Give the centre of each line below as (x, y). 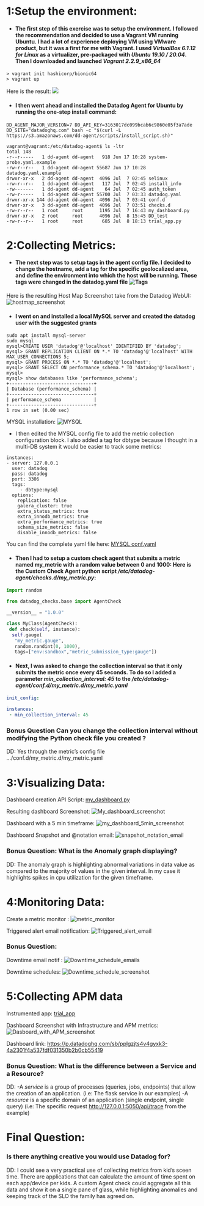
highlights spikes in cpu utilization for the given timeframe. (80, 877)
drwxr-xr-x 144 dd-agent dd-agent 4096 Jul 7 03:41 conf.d (86, 200)
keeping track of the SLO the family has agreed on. (70, 1196)
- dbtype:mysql (39, 490)
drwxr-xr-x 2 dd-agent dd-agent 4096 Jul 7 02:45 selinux (87, 178)
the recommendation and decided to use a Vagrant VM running (97, 35)
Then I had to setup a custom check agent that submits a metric (97, 558)
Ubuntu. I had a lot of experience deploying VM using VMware (95, 42)
